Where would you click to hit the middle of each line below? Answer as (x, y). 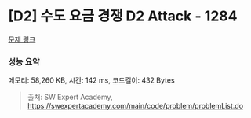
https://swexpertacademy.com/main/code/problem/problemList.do (135, 106)
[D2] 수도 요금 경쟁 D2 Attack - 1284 (123, 16)
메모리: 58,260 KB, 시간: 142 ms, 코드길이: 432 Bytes (91, 80)
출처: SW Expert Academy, (70, 97)
